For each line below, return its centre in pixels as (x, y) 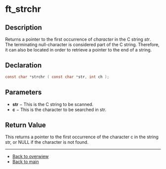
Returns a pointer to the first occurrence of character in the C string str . (78, 39)
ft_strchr (23, 9)
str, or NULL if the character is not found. (47, 142)
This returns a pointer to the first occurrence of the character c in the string (82, 137)
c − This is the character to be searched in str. (59, 110)
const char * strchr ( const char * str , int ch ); (57, 77)
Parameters (23, 92)
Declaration (23, 65)
